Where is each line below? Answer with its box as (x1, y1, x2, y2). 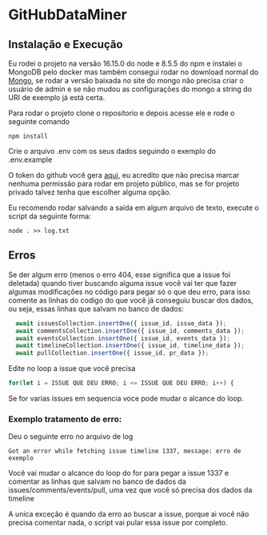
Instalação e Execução (8, 38, 123, 51)
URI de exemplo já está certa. (8, 93, 106, 102)
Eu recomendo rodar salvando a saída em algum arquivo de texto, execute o (8, 203, 260, 212)
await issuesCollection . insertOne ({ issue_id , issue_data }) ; (15, 319, 227, 328)
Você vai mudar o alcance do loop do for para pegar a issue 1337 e (8, 469, 229, 478)
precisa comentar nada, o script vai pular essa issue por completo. (8, 518, 228, 528)
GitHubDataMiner (8, 6, 128, 24)
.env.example (8, 155, 53, 164)
